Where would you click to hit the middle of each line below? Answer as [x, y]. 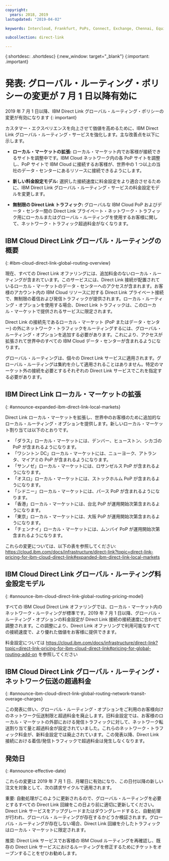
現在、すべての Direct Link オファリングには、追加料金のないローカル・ [79, 273]
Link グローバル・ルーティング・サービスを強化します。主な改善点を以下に [82, 135]
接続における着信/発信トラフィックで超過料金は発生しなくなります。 [76, 741]
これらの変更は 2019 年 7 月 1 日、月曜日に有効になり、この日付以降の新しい [84, 781]
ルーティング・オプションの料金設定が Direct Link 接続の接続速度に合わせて [83, 619]
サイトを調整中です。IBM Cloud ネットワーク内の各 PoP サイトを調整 [89, 158]
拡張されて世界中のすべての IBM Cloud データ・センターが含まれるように [81, 341]
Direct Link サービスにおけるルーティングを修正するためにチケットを [86, 847]
